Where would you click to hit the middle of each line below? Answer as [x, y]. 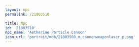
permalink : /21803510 [27, 14]
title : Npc [16, 23]
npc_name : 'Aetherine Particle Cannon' [46, 33]
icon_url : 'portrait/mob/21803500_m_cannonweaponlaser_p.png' [70, 37]
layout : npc [17, 10]
